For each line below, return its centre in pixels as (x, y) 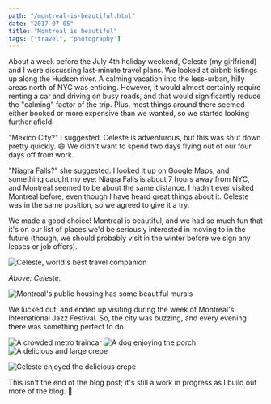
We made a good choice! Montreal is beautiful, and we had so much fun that (135, 221)
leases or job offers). (43, 247)
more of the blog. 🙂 (40, 391)
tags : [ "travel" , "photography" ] (65, 39)
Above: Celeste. (35, 278)
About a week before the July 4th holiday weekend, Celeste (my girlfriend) (133, 62)
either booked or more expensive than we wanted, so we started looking (129, 114)
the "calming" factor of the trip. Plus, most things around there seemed (127, 105)
